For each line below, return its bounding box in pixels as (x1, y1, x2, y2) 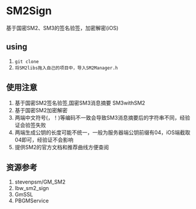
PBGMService (14, 197, 49, 204)
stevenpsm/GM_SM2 (14, 178, 66, 185)
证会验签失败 (14, 121, 46, 128)
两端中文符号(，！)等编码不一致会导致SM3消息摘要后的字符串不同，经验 (14, 114, 191, 121)
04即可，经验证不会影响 (14, 136, 74, 143)
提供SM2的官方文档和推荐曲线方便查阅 (14, 143, 109, 151)
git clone (14, 58, 40, 64)
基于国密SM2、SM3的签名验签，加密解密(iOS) (6, 24, 119, 31)
